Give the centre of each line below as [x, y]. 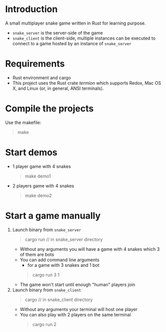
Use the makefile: [23, 122]
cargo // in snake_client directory [59, 299]
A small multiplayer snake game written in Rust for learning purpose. [75, 23]
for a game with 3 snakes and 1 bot [63, 265]
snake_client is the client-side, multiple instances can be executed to [84, 38]
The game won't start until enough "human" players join [77, 284]
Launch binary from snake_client [47, 290]
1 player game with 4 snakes [41, 166]
